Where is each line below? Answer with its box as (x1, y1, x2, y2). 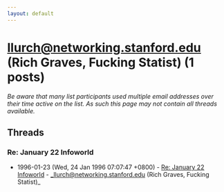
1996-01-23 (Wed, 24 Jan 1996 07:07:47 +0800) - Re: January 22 (17, 163, 205, 171)
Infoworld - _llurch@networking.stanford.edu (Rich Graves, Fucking (17, 171, 209, 179)
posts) (7, 69, 45, 85)
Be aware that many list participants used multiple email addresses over (7, 92, 214, 100)
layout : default (7, 10, 54, 17)
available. (7, 106, 36, 115)
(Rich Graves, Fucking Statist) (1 (7, 55, 195, 70)
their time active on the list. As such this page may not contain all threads (7, 99, 218, 108)
